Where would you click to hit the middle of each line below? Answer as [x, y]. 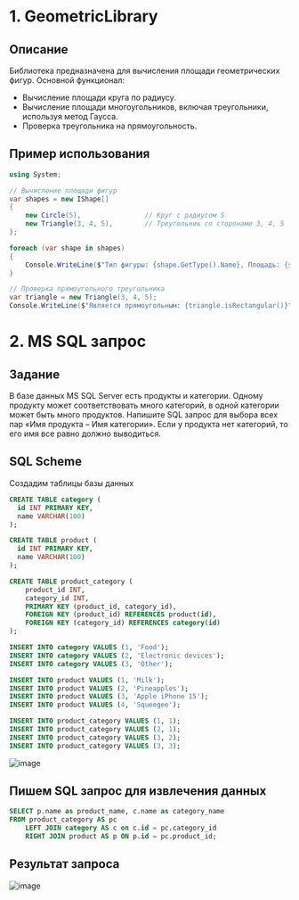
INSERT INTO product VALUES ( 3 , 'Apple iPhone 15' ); [109, 697]
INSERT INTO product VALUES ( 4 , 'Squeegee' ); [95, 705]
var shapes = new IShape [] [59, 199]
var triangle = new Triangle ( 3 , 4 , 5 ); [83, 297]
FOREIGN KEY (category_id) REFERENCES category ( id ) [123, 623]
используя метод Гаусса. [70, 116]
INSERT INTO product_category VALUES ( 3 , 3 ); [95, 746]
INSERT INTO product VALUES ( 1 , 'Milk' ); [87, 680]
